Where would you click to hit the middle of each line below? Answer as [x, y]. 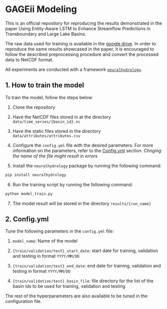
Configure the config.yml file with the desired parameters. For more [83, 145]
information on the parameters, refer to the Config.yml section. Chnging [87, 150]
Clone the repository [34, 107]
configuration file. [23, 301]
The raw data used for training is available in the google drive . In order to [81, 43]
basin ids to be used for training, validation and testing [69, 286]
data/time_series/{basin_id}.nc [46, 122]
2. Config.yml [27, 219]
